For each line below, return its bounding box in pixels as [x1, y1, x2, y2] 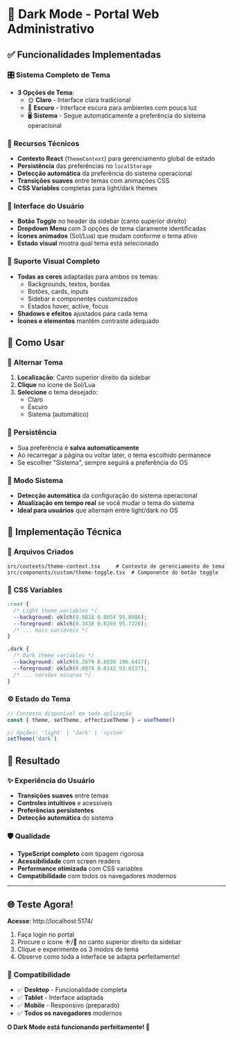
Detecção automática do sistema [17, 814, 114, 822]
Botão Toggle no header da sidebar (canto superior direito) [17, 217, 187, 225]
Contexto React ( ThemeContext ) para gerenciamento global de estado [17, 154, 216, 163]
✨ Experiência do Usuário [7, 775, 95, 785]
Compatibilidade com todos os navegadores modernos [17, 872, 177, 880]
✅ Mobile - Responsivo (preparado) [17, 1001, 120, 1010]
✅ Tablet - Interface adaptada [17, 994, 104, 1002]
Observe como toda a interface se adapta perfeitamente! [17, 953, 180, 961]
